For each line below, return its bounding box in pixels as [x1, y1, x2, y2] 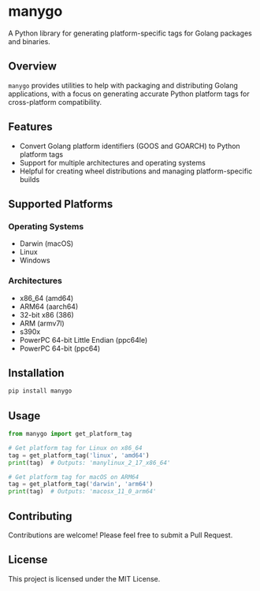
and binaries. [8, 36, 51, 46]
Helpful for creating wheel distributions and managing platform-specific [19, 166, 253, 176]
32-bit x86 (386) [19, 310, 75, 319]
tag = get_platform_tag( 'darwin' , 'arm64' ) [8, 480, 154, 489]
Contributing [8, 509, 72, 522]
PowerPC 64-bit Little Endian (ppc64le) [19, 335, 148, 344]
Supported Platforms [8, 197, 113, 210]
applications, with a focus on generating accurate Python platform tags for [8, 89, 250, 98]
